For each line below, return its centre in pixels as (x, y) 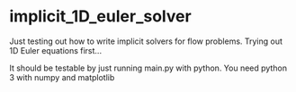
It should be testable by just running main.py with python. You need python (148, 68)
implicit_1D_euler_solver (100, 17)
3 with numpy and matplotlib (62, 77)
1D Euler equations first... (55, 50)
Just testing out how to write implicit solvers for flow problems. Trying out (146, 41)
